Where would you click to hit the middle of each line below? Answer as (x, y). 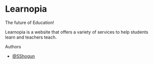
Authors (13, 46)
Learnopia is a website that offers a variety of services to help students (77, 32)
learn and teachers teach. (31, 37)
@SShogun (23, 56)
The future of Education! (30, 22)
